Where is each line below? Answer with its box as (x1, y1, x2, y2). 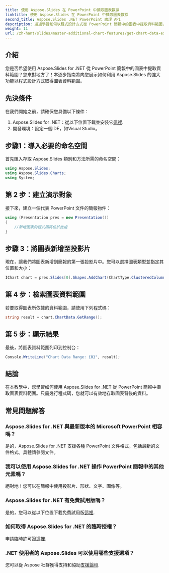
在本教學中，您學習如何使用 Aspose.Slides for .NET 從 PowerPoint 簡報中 (5, 384, 157, 390)
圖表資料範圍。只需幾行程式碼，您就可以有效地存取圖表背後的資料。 (9, 390, 151, 396)
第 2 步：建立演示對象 (5, 190, 72, 199)
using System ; (5, 175, 35, 181)
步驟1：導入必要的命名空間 (5, 142, 88, 150)
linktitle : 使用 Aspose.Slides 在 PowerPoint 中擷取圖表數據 (5, 12, 128, 17)
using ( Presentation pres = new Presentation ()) (5, 215, 109, 220)
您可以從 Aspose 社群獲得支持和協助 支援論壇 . (5, 562, 100, 568)
